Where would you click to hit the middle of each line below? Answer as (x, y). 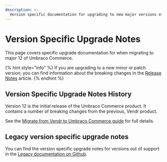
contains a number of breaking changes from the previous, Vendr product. (81, 111)
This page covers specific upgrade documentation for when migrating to (80, 53)
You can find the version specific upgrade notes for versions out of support (82, 149)
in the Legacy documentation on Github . (46, 154)
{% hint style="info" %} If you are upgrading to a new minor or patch (76, 68)
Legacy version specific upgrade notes (67, 137)
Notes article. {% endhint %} (35, 78)
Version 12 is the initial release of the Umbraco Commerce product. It (76, 106)
